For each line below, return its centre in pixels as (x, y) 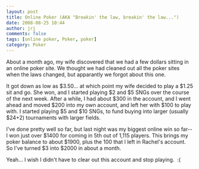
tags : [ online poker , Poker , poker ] (51, 39)
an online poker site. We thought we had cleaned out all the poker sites (93, 68)
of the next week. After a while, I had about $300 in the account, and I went (99, 98)
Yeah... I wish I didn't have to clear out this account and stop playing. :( (94, 159)
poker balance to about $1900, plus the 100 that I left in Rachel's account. (96, 142)
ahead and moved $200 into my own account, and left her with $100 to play (99, 105)
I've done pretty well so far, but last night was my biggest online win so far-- (99, 129)
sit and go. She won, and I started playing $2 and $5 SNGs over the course (98, 92)
